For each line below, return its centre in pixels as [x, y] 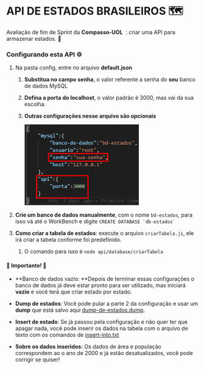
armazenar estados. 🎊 [34, 38]
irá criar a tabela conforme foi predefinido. [68, 240]
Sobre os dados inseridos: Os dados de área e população [88, 346]
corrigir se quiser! [37, 360]
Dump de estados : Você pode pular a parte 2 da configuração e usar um [107, 304]
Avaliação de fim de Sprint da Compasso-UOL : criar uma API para [91, 32]
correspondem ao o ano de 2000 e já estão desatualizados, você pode [104, 353]
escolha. [35, 104]
